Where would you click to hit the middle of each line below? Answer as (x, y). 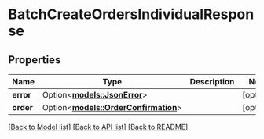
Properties (35, 60)
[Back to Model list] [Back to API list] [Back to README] (98, 127)
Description (212, 82)
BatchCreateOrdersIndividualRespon (131, 14)
